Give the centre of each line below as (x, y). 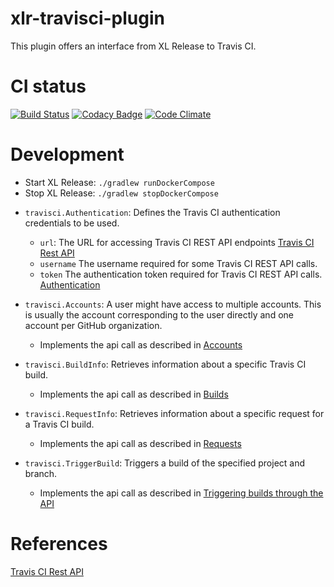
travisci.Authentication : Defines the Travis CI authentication (152, 212)
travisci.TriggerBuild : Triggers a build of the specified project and (165, 463)
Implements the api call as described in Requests (140, 443)
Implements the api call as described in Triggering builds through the (181, 493)
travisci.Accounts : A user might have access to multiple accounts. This (173, 304)
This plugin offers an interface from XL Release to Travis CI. (133, 46)
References (59, 544)
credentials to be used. (72, 223)
